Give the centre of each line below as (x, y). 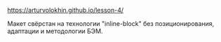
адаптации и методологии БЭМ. (55, 31)
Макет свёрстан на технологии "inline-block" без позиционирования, (111, 23)
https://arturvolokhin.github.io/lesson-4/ (66, 10)
